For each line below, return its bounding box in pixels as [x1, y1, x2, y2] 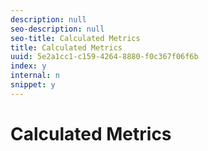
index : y [10, 61, 47, 71]
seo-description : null [10, 24, 105, 34]
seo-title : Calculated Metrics [10, 33, 141, 43]
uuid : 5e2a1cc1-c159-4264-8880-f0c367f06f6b [10, 52, 199, 62]
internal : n [10, 71, 60, 81]
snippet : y [10, 80, 56, 90]
